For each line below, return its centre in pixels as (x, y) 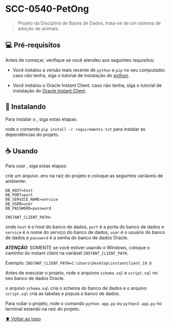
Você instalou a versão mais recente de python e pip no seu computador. (89, 70)
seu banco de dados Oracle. (35, 278)
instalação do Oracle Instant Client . (50, 90)
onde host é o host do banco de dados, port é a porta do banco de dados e (85, 227)
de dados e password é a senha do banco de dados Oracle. (67, 238)
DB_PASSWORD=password (28, 208)
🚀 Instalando (26, 107)
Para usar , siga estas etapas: (36, 166)
